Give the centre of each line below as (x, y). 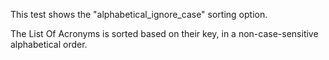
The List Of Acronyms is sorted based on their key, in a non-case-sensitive (164, 33)
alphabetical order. (49, 44)
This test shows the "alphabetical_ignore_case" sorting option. (139, 14)
